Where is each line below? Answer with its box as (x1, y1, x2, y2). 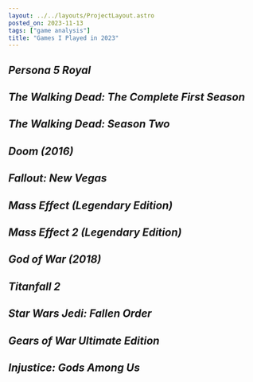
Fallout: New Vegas (8, 172, 107, 185)
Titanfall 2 (8, 279, 61, 293)
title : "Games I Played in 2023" (8, 33, 119, 42)
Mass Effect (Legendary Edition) (8, 198, 173, 212)
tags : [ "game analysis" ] (8, 26, 91, 34)
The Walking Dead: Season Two (8, 117, 170, 131)
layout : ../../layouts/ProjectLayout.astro (8, 11, 155, 20)
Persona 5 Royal (8, 63, 91, 76)
